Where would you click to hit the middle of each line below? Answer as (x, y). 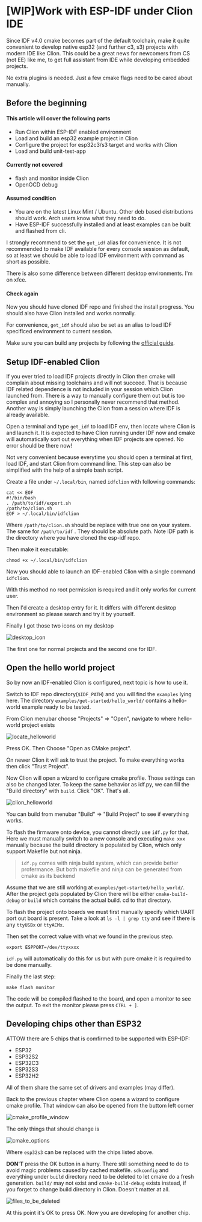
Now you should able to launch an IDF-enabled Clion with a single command (101, 571)
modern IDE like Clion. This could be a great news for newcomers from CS (98, 53)
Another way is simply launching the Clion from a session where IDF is (93, 408)
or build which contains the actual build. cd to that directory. (96, 900)
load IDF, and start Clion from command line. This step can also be (89, 463)
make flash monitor (31, 987)
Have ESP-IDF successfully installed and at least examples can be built (103, 224)
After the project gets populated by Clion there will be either (80, 893)
